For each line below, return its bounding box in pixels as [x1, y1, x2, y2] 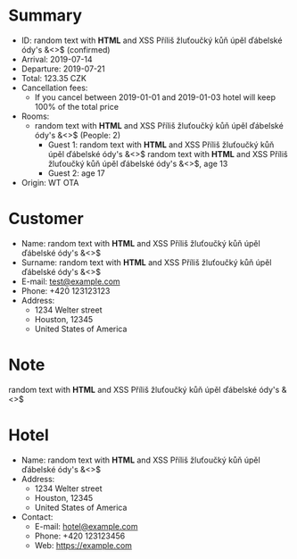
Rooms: [21, 111, 50, 121]
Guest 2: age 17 [47, 167, 105, 179]
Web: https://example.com [34, 539, 133, 550]
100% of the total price [34, 101, 120, 112]
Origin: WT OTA [21, 177, 79, 188]
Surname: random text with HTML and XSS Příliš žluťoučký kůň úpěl [21, 256, 272, 268]
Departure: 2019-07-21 [21, 63, 106, 74]
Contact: [21, 511, 54, 522]
